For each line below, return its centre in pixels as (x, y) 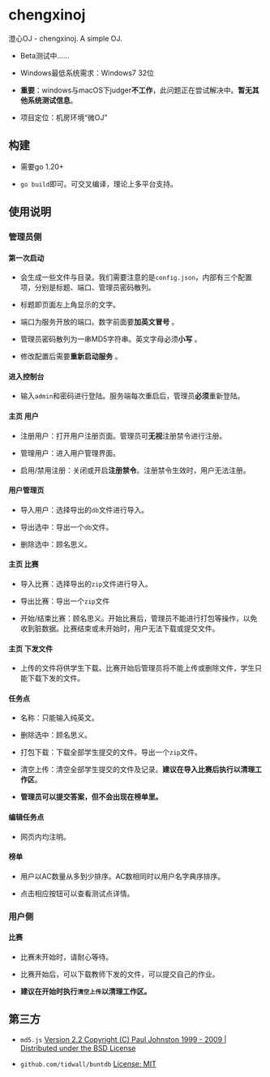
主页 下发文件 (31, 648)
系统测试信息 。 (52, 100)
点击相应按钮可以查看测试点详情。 (77, 893)
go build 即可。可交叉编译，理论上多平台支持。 (99, 183)
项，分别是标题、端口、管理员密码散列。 (88, 287)
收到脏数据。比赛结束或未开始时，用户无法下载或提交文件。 (120, 629)
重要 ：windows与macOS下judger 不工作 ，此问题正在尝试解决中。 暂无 (136, 90)
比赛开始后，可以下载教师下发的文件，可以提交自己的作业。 (120, 974)
